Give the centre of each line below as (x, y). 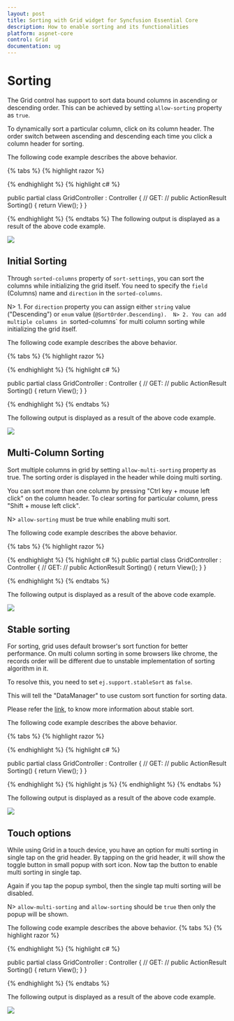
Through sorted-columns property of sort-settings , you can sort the (106, 278)
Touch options (39, 833)
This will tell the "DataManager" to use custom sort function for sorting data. (117, 696)
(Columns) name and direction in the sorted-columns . (85, 293)
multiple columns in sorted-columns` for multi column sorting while (106, 321)
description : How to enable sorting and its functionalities (98, 27)
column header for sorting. (46, 143)
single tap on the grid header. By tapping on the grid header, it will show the (116, 857)
